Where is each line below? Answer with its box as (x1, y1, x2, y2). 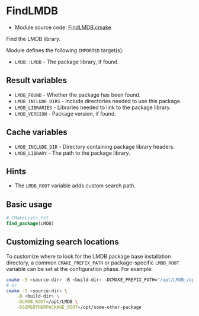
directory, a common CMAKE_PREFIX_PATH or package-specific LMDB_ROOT (6, 259, 179, 266)
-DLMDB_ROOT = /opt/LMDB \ (17, 299, 78, 305)
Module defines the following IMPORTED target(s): (6, 46, 124, 54)
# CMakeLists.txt (6, 215, 49, 221)
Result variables (6, 75, 67, 85)
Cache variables (6, 127, 68, 138)
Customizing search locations (6, 237, 120, 247)
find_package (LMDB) (6, 221, 54, 226)
